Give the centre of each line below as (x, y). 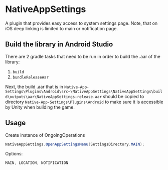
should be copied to (123, 96)
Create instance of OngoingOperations (45, 135)
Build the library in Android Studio (59, 45)
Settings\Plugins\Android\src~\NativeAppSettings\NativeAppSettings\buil (84, 92)
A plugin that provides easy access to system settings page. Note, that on (81, 23)
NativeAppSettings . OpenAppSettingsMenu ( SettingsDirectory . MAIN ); (75, 144)
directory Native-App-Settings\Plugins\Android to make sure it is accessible (84, 102)
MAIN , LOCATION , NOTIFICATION (37, 163)
